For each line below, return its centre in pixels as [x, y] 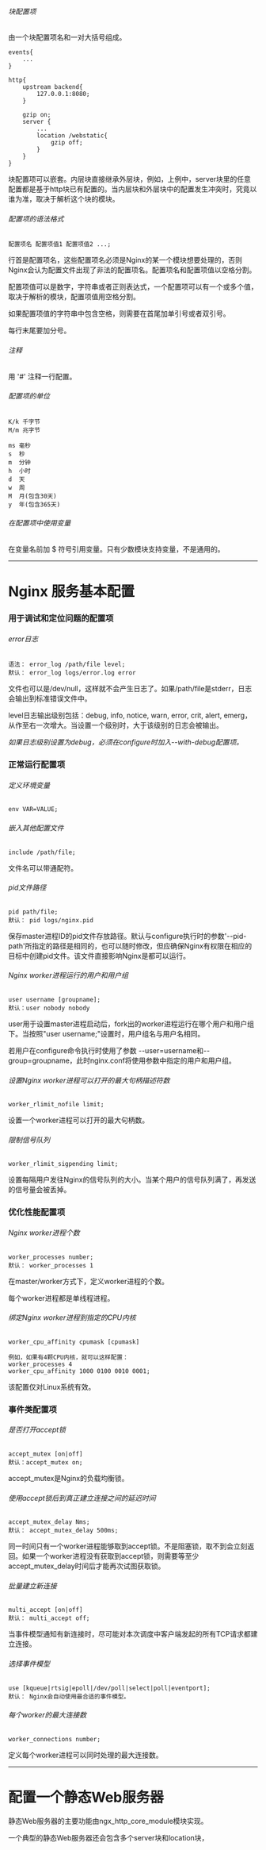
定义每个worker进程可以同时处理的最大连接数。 [85, 1755]
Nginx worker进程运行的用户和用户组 [68, 975]
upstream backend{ [53, 87]
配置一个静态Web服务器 [86, 1797]
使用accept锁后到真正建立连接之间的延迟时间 [82, 1498]
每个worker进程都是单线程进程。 [61, 1298]
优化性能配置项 [37, 1212]
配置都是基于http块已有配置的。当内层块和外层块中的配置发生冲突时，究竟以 [133, 189]
